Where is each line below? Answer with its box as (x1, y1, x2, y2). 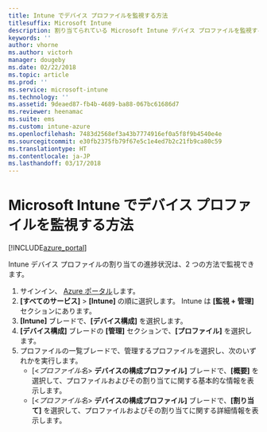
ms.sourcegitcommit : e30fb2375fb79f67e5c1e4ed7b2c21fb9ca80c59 (8, 137, 222, 146)
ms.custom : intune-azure (8, 123, 91, 130)
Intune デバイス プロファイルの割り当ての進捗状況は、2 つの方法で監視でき (8, 259, 255, 269)
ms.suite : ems (8, 115, 56, 123)
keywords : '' (8, 33, 52, 42)
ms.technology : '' (8, 93, 69, 101)
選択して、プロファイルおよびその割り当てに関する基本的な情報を (31, 376, 248, 386)
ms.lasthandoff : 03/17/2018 (8, 160, 102, 168)
